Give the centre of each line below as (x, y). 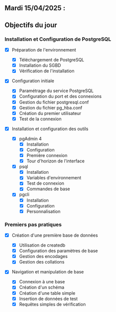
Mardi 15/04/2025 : (35, 8)
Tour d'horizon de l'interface (56, 161)
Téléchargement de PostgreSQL (52, 60)
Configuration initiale (33, 81)
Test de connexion (45, 183)
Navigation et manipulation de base (48, 272)
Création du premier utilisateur (50, 113)
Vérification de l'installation (47, 71)
